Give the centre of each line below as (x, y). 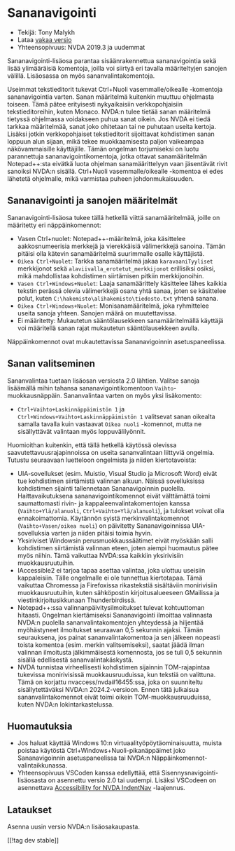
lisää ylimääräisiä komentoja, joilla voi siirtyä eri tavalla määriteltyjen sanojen (117, 68)
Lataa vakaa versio (44, 39)
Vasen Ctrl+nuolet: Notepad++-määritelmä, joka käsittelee (101, 238)
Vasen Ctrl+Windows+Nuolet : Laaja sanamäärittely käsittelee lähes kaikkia (122, 283)
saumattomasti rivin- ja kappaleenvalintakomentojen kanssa (104, 503)
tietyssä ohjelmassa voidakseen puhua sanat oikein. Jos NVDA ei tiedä (109, 119)
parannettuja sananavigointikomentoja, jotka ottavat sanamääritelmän (107, 156)
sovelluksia (34, 533)
